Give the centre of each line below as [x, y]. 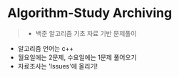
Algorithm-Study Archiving [90, 13]
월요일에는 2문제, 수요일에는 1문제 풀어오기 [77, 57]
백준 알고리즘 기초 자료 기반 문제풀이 [86, 33]
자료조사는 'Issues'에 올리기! [58, 66]
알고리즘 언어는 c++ [46, 48]
